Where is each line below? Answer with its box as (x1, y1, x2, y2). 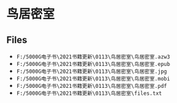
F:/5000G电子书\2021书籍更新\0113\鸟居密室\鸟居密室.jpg (16, 68, 167, 75)
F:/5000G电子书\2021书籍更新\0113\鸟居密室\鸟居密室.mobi (16, 76, 171, 82)
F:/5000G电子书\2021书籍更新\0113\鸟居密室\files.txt (16, 90, 163, 97)
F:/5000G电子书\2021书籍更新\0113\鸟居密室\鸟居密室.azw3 (16, 54, 171, 60)
